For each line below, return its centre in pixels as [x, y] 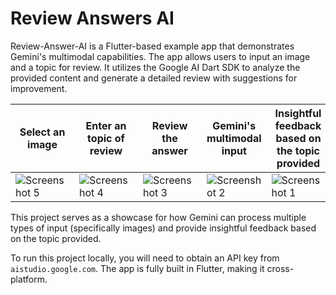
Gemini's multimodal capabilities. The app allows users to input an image [160, 56]
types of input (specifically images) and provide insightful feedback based [163, 228]
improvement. [39, 88]
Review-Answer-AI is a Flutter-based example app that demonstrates [152, 46]
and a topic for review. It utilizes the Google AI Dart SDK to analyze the [155, 67]
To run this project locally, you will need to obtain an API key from [145, 258]
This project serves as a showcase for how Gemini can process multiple [158, 217]
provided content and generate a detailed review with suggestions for [154, 78]
